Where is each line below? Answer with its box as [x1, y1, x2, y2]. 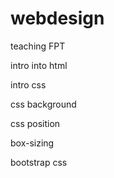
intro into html [10, 59, 68, 71]
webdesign [10, 7, 105, 30]
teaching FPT [10, 40, 66, 52]
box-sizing [10, 137, 55, 149]
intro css [10, 78, 47, 91]
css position [10, 117, 61, 129]
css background [10, 98, 77, 110]
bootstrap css [10, 156, 68, 168]
